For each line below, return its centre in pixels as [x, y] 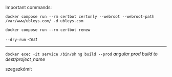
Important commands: [29, 7]
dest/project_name [25, 59]
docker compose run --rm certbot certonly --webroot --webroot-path [80, 17]
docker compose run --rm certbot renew [48, 30]
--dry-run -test [21, 39]
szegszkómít [19, 69]
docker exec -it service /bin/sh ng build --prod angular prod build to [81, 54]
